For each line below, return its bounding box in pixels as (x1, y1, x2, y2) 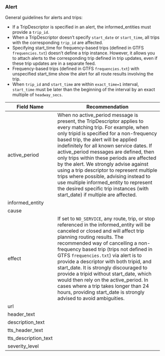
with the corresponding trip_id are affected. (12, 40, 103, 46)
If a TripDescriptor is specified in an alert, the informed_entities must (12, 24, 151, 30)
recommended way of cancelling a (57, 240, 137, 247)
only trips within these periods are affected (57, 154, 156, 161)
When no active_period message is (57, 112, 138, 119)
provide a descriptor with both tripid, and (57, 258, 152, 265)
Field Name (16, 103, 44, 110)
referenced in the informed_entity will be (57, 222, 151, 229)
